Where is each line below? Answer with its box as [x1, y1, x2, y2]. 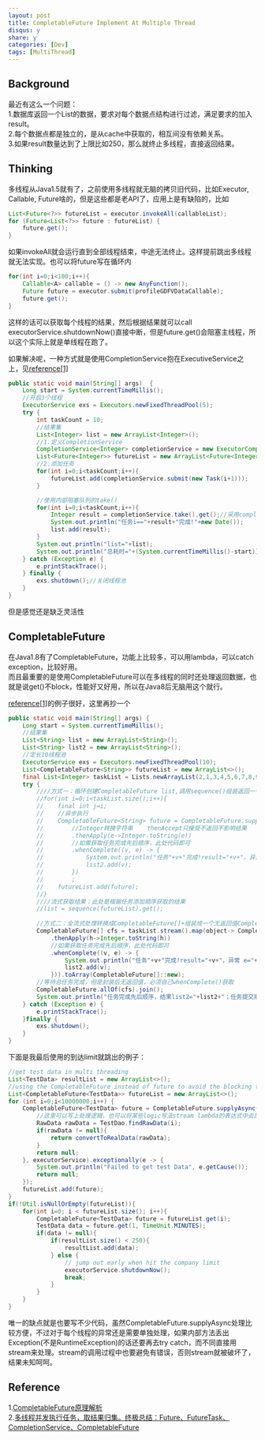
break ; [64, 1274, 87, 1281]
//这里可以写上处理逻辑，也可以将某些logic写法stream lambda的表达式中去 [36, 1112, 254, 1120]
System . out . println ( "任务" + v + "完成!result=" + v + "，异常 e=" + [64, 956, 258, 964]
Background [8, 77, 69, 91]
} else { [50, 1251, 80, 1259]
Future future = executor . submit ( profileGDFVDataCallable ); [22, 287, 224, 295]
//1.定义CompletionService [36, 438, 123, 446]
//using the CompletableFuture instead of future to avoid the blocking [8, 1083, 252, 1090]
